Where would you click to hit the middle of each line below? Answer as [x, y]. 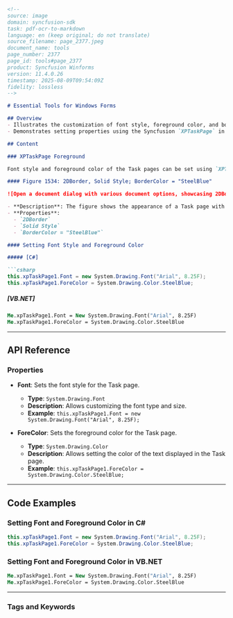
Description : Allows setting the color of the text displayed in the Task [127, 454]
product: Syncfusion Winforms [51, 67]
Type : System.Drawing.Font [66, 398]
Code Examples [42, 503]
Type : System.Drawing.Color [68, 446]
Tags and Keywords [41, 606]
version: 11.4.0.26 [35, 74]
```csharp [21, 270]
